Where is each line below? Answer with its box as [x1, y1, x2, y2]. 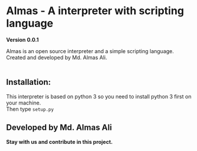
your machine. [6, 99, 41, 106]
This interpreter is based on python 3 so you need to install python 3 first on [6, 93, 192, 100]
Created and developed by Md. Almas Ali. [6, 54, 108, 61]
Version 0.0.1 [6, 36, 39, 43]
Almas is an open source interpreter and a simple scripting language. [6, 47, 175, 54]
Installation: [6, 77, 51, 87]
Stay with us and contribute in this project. [6, 138, 113, 145]
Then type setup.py [6, 105, 54, 113]
